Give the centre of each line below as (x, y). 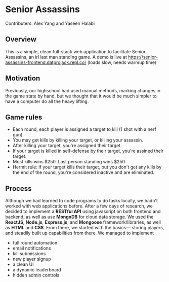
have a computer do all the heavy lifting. (47, 101)
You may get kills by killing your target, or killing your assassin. (78, 140)
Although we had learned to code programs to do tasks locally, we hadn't (82, 201)
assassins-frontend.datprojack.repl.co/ (46, 62)
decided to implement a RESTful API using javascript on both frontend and (83, 211)
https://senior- (143, 57)
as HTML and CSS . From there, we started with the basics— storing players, (85, 228)
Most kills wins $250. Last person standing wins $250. (69, 162)
